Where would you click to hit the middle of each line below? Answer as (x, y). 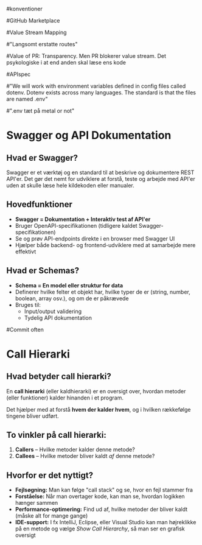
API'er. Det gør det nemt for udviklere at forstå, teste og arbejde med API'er (101, 179)
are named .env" (27, 99)
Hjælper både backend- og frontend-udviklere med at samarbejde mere (105, 245)
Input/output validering (53, 311)
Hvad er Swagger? (42, 158)
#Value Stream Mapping (37, 32)
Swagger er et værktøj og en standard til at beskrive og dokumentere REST (100, 172)
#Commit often (25, 329)
